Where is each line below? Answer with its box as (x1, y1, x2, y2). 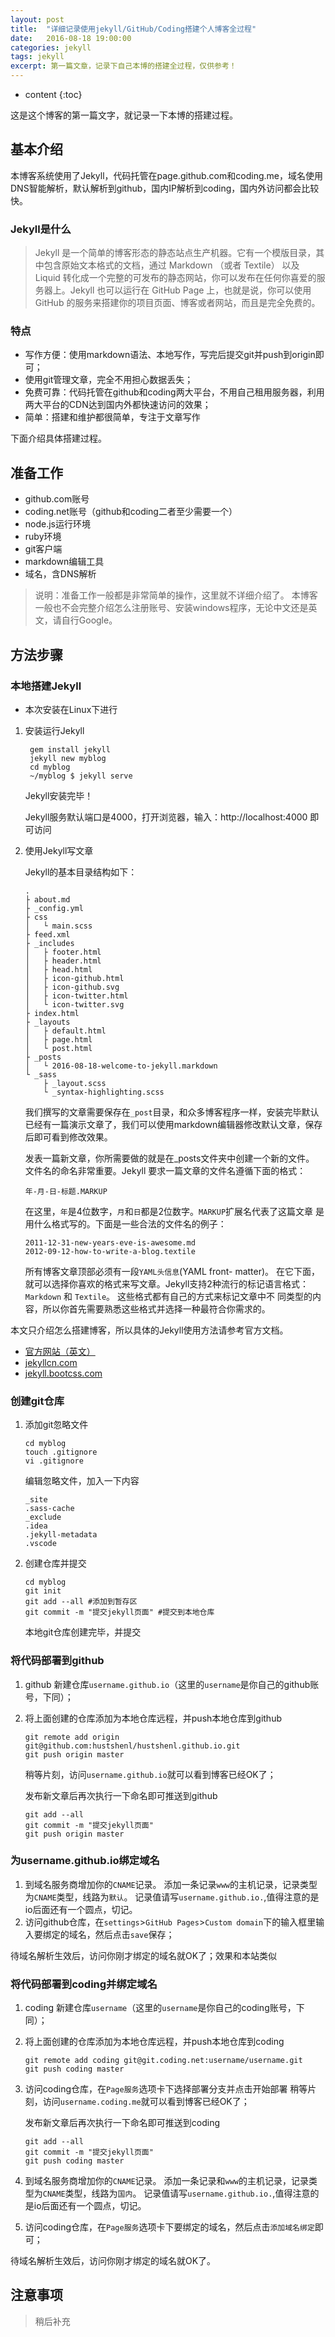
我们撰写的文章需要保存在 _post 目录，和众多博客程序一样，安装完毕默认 (24, 1106, 320, 1118)
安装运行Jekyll (24, 724, 85, 736)
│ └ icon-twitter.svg (24, 999, 125, 1010)
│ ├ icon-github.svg (24, 982, 120, 992)
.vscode (24, 1539, 57, 1549)
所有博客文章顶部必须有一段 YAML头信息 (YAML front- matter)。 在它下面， (24, 1265, 321, 1277)
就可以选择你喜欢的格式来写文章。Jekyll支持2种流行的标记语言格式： (24, 1277, 309, 1290)
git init (24, 1586, 62, 1596)
